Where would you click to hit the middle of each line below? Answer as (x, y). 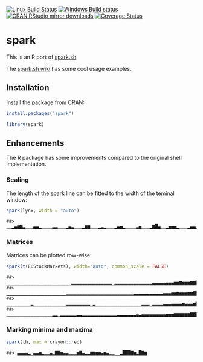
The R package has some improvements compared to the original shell (94, 158)
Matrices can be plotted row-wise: (49, 255)
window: (17, 199)
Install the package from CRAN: (45, 102)
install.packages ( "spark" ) (40, 113)
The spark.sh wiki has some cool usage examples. (69, 68)
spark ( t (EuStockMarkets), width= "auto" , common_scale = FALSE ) (88, 266)
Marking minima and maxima (50, 329)
